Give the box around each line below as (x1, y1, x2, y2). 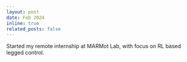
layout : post (6, 9, 39, 15)
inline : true (6, 20, 39, 26)
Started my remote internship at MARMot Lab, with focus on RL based (6, 43, 182, 50)
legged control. (6, 49, 44, 57)
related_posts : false (6, 26, 61, 32)
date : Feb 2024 (6, 15, 45, 21)
